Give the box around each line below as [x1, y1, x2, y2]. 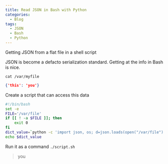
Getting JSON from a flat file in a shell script [5, 49, 97, 55]
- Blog [10, 17, 24, 22]
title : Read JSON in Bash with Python [5, 7, 87, 13]
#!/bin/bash [5, 102, 30, 107]
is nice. [5, 64, 20, 70]
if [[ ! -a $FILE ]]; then [5, 116, 62, 121]
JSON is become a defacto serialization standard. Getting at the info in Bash [5, 59, 163, 65]
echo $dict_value [5, 134, 42, 139]
